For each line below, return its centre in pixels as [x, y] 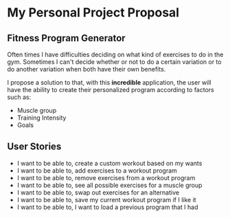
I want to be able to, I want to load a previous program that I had [107, 207]
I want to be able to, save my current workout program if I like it [107, 199]
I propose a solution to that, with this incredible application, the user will [109, 83]
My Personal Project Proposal [93, 13]
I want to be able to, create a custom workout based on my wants [110, 163]
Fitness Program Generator [66, 38]
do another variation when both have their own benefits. [87, 69]
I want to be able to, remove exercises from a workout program [106, 177]
